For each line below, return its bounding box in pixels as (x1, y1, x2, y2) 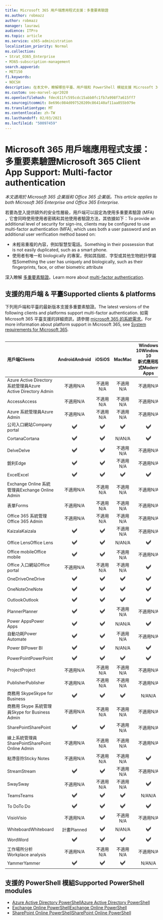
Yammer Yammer (7, 860, 40, 866)
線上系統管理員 (7, 735, 37, 741)
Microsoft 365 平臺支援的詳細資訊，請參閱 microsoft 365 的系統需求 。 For (5, 316, 152, 321)
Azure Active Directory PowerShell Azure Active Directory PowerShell (12, 900, 150, 905)
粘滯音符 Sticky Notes (7, 755, 50, 762)
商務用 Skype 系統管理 (7, 703, 52, 709)
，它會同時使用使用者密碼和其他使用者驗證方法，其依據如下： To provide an (5, 215, 156, 221)
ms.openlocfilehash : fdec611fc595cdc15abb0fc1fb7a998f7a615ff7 (5, 95, 136, 100)
